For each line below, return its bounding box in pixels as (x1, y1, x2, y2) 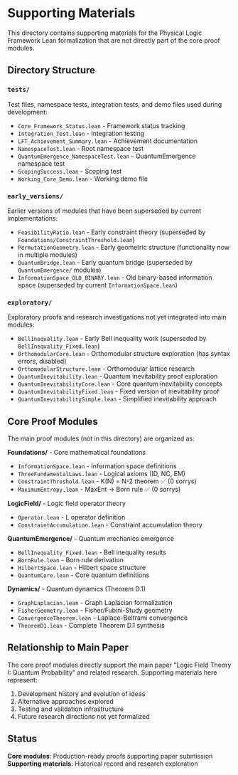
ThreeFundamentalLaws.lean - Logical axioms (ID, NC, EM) (17, 470, 186, 478)
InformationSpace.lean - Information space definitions (17, 462, 177, 470)
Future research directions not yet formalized (17, 712, 151, 720)
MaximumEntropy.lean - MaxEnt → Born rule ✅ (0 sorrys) (17, 485, 181, 494)
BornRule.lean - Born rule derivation (17, 556, 124, 564)
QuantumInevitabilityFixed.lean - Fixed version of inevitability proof (17, 387, 220, 396)
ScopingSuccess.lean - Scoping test (17, 167, 122, 175)
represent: (7, 675, 38, 684)
